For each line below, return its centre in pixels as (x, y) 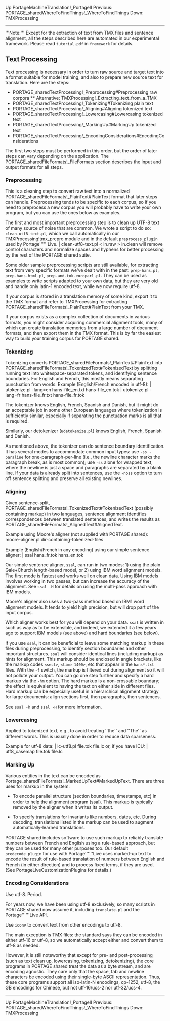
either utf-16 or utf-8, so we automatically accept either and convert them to (84, 940)
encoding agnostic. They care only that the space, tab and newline (75, 971)
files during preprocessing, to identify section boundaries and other (76, 648)
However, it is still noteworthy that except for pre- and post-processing (79, 955)
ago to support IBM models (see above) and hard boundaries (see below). (82, 633)
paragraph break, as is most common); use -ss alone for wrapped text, (79, 462)
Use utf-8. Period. (24, 894)
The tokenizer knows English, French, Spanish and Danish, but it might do (82, 405)
